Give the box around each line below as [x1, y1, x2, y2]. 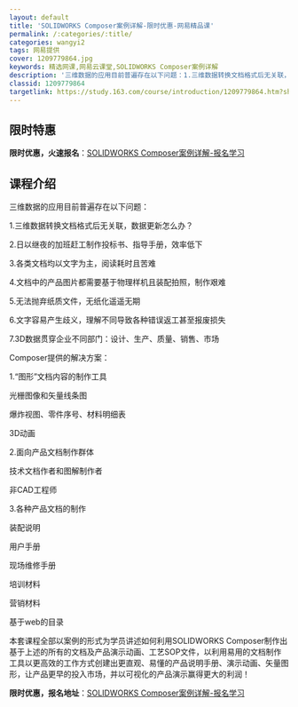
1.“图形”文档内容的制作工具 [9, 371, 108, 382]
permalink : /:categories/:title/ [9, 29, 133, 38]
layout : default [9, 12, 69, 22]
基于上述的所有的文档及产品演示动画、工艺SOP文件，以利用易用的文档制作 [9, 647, 282, 657]
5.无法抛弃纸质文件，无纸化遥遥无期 [9, 296, 140, 306]
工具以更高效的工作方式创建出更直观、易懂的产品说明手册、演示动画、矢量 [9, 658, 281, 669]
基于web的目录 [9, 616, 64, 627]
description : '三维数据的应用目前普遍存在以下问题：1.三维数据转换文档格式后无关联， [9, 71, 291, 80]
